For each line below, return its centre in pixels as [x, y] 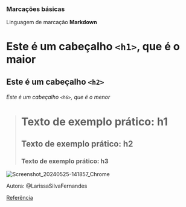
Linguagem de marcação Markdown [52, 22]
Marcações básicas [36, 9]
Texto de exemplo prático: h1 [94, 121]
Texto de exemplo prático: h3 [65, 161]
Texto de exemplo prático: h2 [77, 144]
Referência [20, 198]
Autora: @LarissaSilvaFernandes [47, 186]
